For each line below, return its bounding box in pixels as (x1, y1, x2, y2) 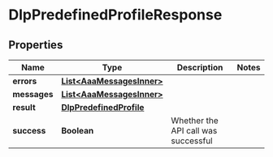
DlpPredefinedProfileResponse (8, 6, 223, 24)
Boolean (60, 125, 94, 136)
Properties (8, 38, 63, 52)
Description (176, 62, 223, 73)
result (12, 102, 37, 112)
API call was (171, 125, 218, 136)
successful (171, 135, 213, 146)
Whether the (171, 115, 219, 126)
